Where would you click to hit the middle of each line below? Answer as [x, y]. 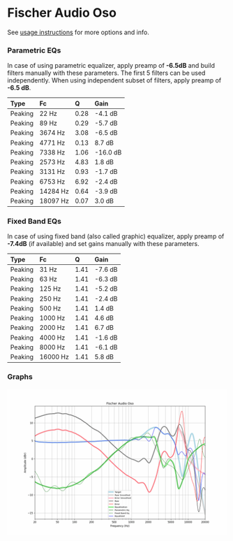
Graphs [20, 377]
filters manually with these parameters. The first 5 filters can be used [106, 73]
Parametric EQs [34, 50]
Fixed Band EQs [34, 221]
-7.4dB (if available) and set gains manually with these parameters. [104, 244]
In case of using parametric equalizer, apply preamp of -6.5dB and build [111, 66]
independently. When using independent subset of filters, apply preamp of [114, 80]
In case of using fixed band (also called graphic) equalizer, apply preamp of [116, 236]
